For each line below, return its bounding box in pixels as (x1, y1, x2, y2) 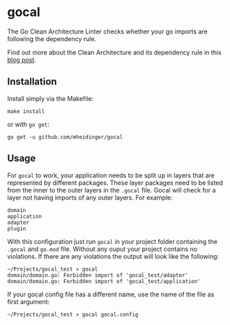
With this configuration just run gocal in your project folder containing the (7, 237, 218, 245)
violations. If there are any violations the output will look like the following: (7, 252, 220, 260)
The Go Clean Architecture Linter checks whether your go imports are (7, 27, 208, 36)
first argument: (7, 297, 50, 305)
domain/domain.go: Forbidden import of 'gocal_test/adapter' (7, 271, 189, 279)
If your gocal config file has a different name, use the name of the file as (7, 290, 215, 298)
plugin (7, 225, 26, 232)
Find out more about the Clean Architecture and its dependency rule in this (7, 48, 222, 56)
